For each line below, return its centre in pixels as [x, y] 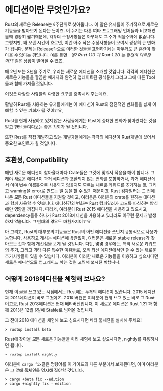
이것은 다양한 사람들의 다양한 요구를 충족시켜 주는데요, [56, 93]
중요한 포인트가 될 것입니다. [31, 143]
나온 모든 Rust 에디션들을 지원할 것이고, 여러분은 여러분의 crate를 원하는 [74, 197]
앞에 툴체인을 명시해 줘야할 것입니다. [50, 370]
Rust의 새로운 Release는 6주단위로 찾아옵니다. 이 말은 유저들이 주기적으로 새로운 [81, 24]
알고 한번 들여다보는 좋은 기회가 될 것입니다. [47, 127]
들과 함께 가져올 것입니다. [29, 83]
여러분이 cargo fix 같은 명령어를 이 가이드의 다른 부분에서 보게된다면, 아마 [75, 364]
